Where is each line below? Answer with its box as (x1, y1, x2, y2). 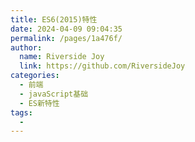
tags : (10, 107, 33, 118)
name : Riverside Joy (19, 52, 105, 62)
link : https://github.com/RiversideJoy (19, 61, 186, 71)
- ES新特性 (19, 98, 60, 108)
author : (10, 42, 43, 53)
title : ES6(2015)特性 (10, 14, 98, 25)
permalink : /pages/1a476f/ (10, 33, 123, 43)
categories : (10, 71, 60, 81)
